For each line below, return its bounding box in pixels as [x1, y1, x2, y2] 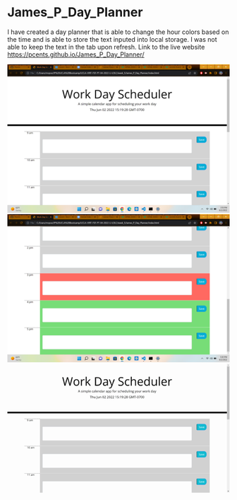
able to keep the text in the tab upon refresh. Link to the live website [7, 42, 205, 51]
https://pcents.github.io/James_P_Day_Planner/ [7, 50, 145, 59]
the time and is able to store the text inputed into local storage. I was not [7, 35, 217, 43]
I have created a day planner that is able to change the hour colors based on [7, 28, 229, 36]
